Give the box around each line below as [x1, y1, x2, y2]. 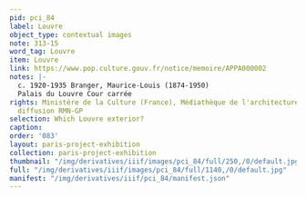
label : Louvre [9, 22, 64, 31]
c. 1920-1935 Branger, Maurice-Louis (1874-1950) [17, 81, 209, 90]
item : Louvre [9, 55, 59, 64]
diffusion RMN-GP [17, 106, 84, 115]
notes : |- [9, 73, 47, 82]
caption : [9, 123, 43, 133]
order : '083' [9, 132, 59, 141]
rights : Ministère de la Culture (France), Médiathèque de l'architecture [9, 97, 300, 107]
